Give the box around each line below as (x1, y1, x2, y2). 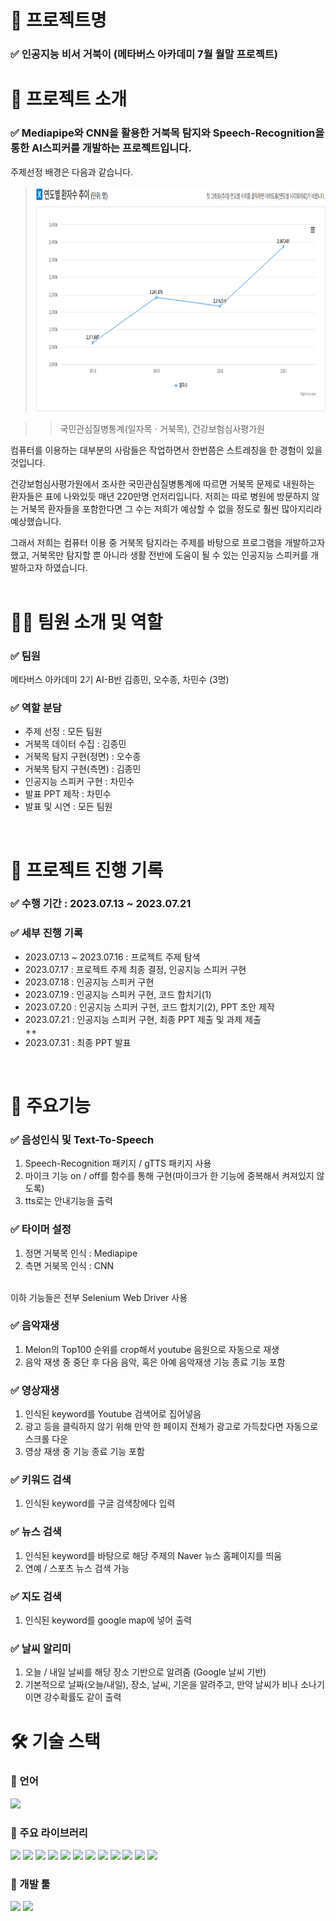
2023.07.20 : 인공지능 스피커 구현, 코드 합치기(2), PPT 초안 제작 (24, 1001, 275, 1013)
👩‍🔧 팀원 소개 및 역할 (10, 611, 163, 633)
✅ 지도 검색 (10, 1589, 62, 1603)
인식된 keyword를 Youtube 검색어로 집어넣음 (24, 1408, 202, 1420)
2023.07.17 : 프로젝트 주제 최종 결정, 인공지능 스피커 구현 (24, 963, 247, 975)
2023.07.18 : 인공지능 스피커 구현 (24, 976, 155, 988)
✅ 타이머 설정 (10, 1222, 72, 1236)
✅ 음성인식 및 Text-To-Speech (10, 1132, 155, 1146)
